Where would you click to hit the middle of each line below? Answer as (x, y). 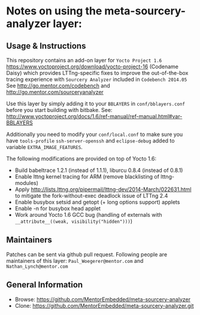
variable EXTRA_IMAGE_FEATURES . (44, 147)
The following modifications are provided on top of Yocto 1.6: (81, 159)
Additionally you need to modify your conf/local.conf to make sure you (95, 134)
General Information (45, 285)
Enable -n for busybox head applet (57, 208)
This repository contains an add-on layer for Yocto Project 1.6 (84, 60)
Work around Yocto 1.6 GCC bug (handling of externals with (89, 215)
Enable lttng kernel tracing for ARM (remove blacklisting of (87, 177)
